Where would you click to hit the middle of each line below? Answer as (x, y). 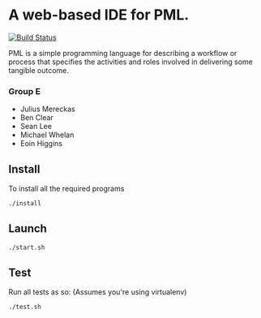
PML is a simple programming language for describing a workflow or (123, 53)
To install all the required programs (66, 189)
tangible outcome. (39, 70)
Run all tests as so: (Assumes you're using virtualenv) (98, 292)
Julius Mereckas (47, 109)
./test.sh (25, 307)
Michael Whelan (47, 135)
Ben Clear (37, 118)
